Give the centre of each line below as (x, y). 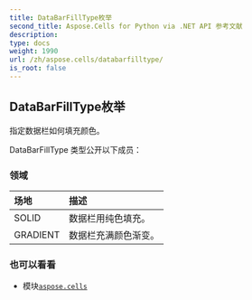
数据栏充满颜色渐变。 (114, 235)
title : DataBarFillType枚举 (61, 18)
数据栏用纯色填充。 (110, 218)
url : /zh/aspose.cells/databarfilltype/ (87, 60)
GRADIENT (37, 234)
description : (34, 34)
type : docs (30, 43)
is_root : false (38, 69)
